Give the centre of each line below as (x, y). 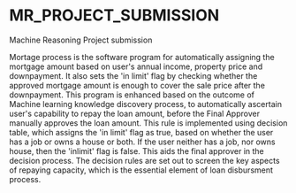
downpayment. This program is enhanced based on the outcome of (132, 95)
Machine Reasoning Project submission (81, 40)
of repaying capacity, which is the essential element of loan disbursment (141, 170)
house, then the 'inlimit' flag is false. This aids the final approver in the (137, 151)
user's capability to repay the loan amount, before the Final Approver (135, 113)
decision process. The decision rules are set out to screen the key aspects (144, 160)
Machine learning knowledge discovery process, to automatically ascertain (146, 104)
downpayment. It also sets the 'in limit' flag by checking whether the (133, 75)
